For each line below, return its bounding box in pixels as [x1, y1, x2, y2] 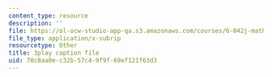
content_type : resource [8, 11, 89, 20]
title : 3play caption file [8, 49, 100, 57]
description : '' [8, 19, 63, 27]
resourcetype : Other [8, 42, 79, 50]
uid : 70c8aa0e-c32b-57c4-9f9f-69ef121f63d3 [8, 57, 158, 65]
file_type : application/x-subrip [8, 34, 121, 43]
